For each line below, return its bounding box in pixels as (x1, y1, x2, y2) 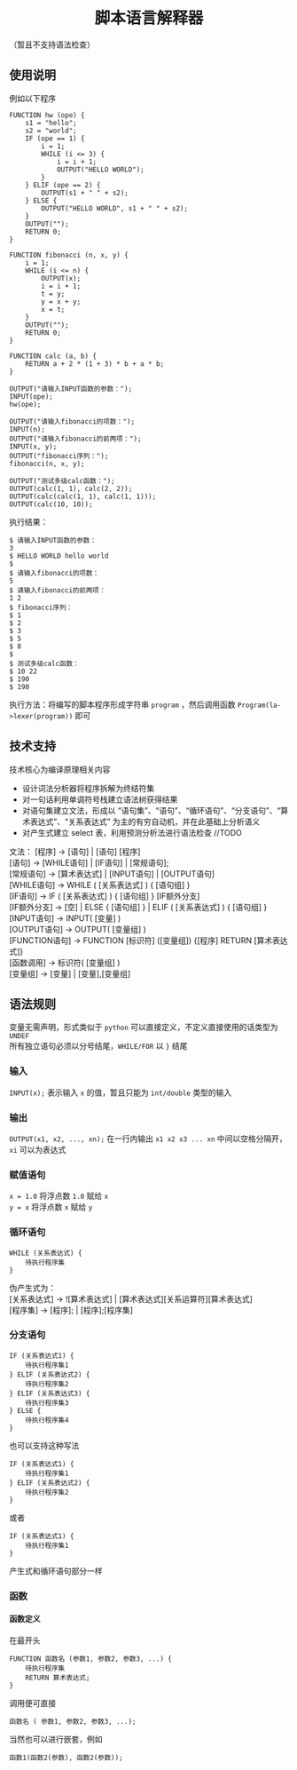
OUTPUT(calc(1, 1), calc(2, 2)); (9, 484, 133, 493)
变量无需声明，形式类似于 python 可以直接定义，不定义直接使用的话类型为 (9, 1022, 278, 1033)
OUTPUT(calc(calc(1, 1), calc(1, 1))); (9, 492, 157, 501)
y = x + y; (41, 297, 82, 306)
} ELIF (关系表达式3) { (9, 1389, 90, 1398)
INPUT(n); (9, 425, 46, 433)
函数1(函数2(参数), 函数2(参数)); (9, 1753, 123, 1762)
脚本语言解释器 (94, 8, 204, 28)
